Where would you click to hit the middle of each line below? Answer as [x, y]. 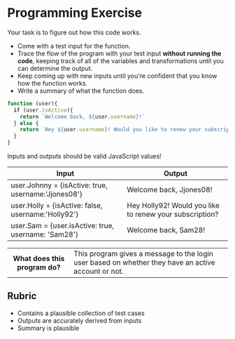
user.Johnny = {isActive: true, [59, 185]
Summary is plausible [48, 328]
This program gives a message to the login [143, 254]
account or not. [98, 272]
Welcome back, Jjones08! [170, 190]
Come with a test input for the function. [74, 46]
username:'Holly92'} [45, 214]
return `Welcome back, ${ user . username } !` [83, 117]
